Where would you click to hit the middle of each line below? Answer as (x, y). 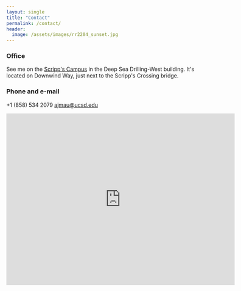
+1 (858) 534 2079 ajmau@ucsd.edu (52, 105)
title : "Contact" (28, 18)
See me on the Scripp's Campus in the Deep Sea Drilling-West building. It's (100, 69)
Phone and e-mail (33, 92)
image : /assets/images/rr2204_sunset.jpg (65, 35)
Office (16, 56)
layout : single (26, 12)
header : (16, 29)
